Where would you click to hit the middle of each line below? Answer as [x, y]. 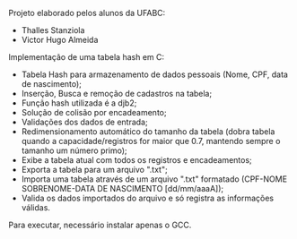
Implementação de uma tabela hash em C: [87, 57]
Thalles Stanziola [53, 30]
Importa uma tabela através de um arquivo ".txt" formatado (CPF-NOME [154, 179]
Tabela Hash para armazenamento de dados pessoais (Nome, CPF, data [155, 74]
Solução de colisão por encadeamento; [94, 112]
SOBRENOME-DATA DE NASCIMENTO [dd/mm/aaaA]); [122, 188]
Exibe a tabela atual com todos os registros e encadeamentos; [136, 160]
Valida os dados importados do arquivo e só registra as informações [148, 198]
